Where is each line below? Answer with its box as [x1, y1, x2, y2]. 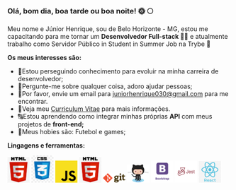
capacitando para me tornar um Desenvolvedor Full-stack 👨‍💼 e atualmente [7, 32, 228, 41]
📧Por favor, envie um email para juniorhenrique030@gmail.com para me [17, 90, 229, 98]
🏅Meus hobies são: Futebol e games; [17, 128, 126, 136]
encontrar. [17, 97, 48, 106]
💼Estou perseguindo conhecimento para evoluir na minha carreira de [17, 67, 219, 76]
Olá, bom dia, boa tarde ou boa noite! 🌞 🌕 [7, 6, 154, 16]
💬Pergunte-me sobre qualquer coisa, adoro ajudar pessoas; [17, 82, 193, 90]
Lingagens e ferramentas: [7, 141, 85, 150]
